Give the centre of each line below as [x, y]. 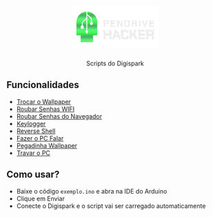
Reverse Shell [36, 131]
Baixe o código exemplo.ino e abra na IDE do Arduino [92, 191]
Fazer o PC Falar [40, 138]
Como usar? [33, 175]
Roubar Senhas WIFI [45, 109]
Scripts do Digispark [115, 63]
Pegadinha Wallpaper [47, 145]
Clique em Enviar [40, 198]
